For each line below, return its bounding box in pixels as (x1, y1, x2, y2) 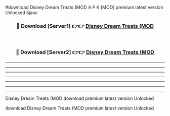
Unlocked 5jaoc (5, 10, 38, 16)
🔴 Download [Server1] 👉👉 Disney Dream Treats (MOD (16, 22, 154, 29)
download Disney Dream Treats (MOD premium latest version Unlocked (5, 105, 154, 111)
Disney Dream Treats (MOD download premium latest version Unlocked (5, 95, 154, 101)
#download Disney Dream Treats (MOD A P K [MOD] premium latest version (5, 5, 163, 10)
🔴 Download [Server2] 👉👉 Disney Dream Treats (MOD (16, 49, 154, 56)
